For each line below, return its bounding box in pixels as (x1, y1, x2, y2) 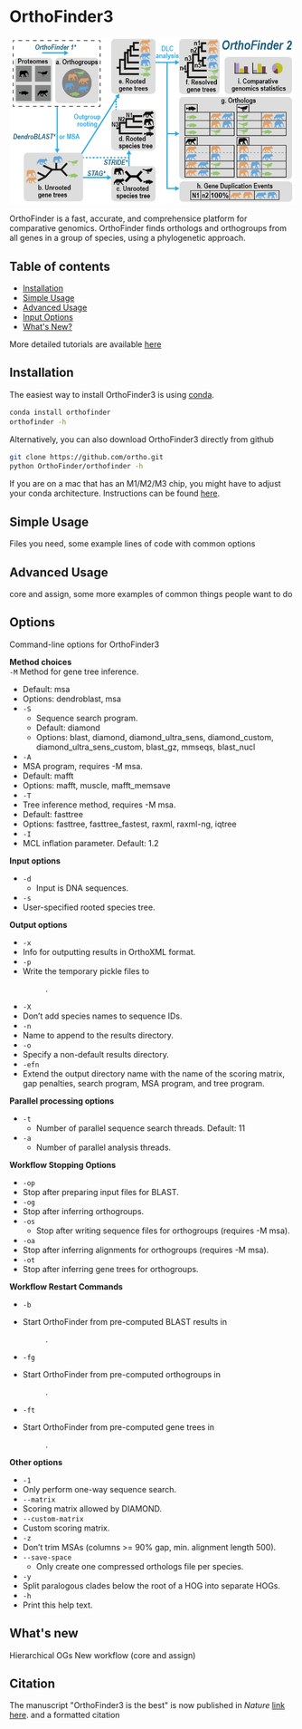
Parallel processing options (9, 1095, 115, 1106)
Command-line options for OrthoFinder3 (9, 639, 160, 650)
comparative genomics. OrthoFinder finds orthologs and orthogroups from (9, 223, 288, 234)
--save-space (22, 1552, 72, 1562)
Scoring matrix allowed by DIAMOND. (22, 1502, 163, 1514)
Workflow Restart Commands (9, 1280, 124, 1292)
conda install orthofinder (9, 408, 111, 417)
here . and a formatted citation (9, 1710, 120, 1721)
